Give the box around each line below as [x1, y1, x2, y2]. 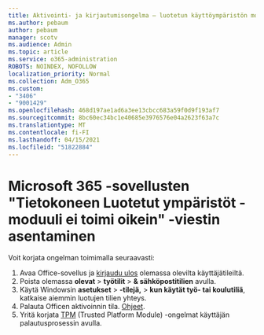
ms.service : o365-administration [8, 56, 118, 64]
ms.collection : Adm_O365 [8, 77, 90, 85]
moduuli [8, 210, 63, 228]
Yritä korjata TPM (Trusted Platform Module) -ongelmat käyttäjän [19, 310, 230, 319]
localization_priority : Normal [8, 70, 111, 78]
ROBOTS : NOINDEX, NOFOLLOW [8, 63, 97, 71]
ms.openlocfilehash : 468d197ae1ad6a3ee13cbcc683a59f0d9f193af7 [8, 107, 220, 115]
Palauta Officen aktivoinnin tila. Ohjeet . [19, 302, 145, 311]
